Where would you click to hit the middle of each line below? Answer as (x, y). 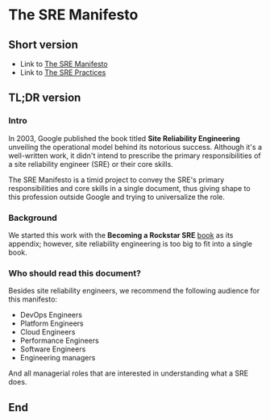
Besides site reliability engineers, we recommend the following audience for (134, 291)
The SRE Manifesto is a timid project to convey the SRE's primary (116, 180)
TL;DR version (45, 98)
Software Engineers (53, 349)
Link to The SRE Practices (63, 73)
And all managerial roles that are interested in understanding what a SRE (128, 373)
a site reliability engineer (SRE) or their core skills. (91, 164)
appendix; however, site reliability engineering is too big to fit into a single (130, 243)
